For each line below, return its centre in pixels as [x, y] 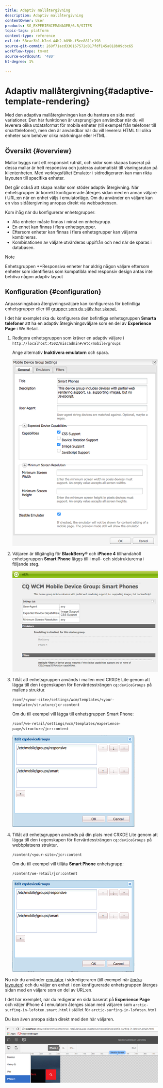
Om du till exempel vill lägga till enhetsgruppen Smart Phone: [73, 714]
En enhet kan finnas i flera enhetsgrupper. [54, 227]
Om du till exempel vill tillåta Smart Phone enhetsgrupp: [68, 864]
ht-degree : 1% [19, 61]
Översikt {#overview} [38, 151]
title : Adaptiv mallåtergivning [38, 10]
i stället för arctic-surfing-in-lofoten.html [113, 1009]
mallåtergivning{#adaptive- [97, 91]
